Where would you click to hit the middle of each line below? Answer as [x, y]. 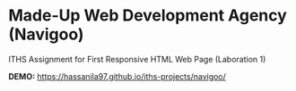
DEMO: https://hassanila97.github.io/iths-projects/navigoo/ [117, 76]
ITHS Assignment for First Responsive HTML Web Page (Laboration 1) [137, 59]
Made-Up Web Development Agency [148, 16]
